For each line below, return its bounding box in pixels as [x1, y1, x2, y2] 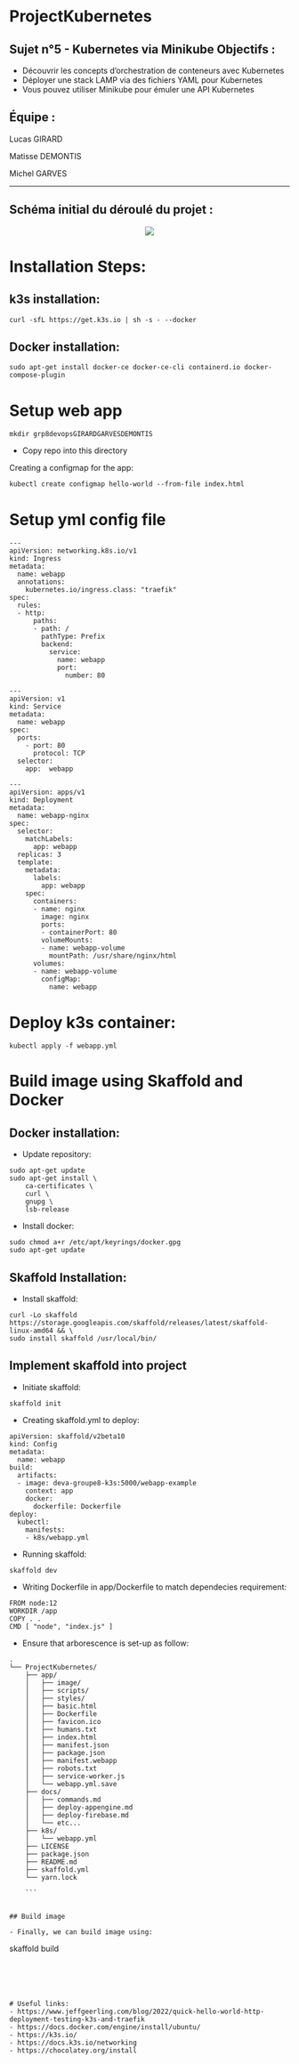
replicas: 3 [17, 850, 62, 860]
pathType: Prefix [41, 632, 105, 642]
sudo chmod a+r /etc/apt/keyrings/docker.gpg [9, 1238, 181, 1247]
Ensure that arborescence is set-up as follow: [21, 1638, 190, 1648]
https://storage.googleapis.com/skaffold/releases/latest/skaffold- [9, 1319, 269, 1328]
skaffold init [9, 1399, 62, 1408]
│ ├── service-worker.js [25, 1771, 125, 1781]
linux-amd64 [9, 1326, 53, 1336]
